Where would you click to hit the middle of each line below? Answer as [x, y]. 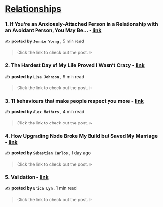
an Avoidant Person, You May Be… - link [53, 30]
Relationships [33, 9]
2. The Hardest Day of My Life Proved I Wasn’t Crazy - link [75, 65]
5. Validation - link [27, 177]
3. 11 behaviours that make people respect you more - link [74, 101]
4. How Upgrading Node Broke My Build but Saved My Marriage [81, 136]
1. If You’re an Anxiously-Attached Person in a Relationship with [81, 24]
